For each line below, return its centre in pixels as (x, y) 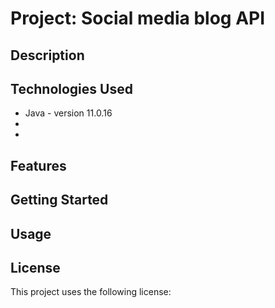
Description (47, 55)
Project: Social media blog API (138, 18)
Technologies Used (71, 88)
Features (38, 165)
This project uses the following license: (91, 292)
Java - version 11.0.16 (68, 113)
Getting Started (59, 200)
